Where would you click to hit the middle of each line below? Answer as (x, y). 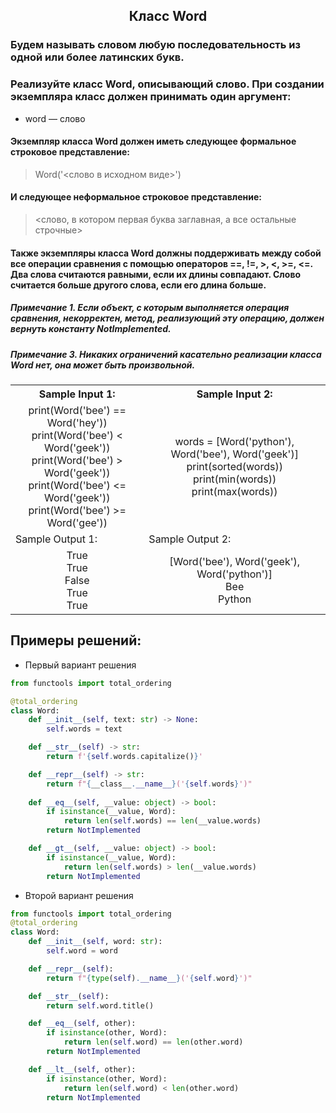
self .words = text (84, 729)
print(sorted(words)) (234, 466)
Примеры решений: (76, 640)
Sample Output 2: (190, 539)
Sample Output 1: (56, 539)
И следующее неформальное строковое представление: (136, 197)
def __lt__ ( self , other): (82, 1069)
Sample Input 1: (77, 394)
